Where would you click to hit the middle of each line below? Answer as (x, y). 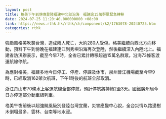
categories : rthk (23, 28)
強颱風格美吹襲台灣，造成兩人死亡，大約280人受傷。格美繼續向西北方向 (79, 43)
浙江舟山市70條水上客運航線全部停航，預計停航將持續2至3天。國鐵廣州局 (80, 89)
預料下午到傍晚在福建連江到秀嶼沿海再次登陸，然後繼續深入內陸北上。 (85, 49)
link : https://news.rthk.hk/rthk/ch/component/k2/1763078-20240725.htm (80, 24)
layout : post (19, 10)
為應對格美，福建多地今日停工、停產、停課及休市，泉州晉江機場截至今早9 (80, 72)
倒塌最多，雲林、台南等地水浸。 (42, 112)
